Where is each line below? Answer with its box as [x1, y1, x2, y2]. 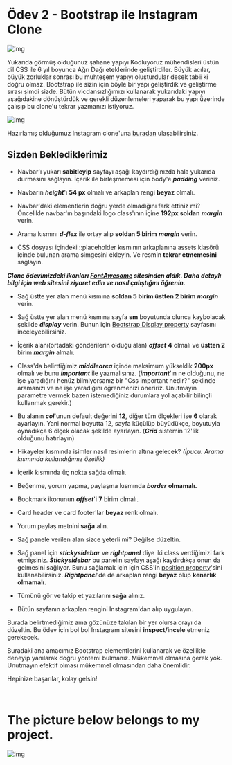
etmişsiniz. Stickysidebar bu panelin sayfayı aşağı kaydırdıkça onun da [17, 556, 221, 564]
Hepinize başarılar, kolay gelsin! [7, 674, 98, 683]
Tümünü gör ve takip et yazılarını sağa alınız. [17, 591, 145, 600]
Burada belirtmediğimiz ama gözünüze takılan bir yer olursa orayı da [7, 618, 202, 627]
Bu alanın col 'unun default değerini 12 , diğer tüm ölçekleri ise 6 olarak [17, 412, 217, 420]
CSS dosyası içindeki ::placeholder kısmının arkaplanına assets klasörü [17, 243, 220, 251]
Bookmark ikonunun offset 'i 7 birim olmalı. [17, 495, 139, 503]
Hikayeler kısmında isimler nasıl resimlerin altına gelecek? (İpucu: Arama [17, 447, 224, 456]
